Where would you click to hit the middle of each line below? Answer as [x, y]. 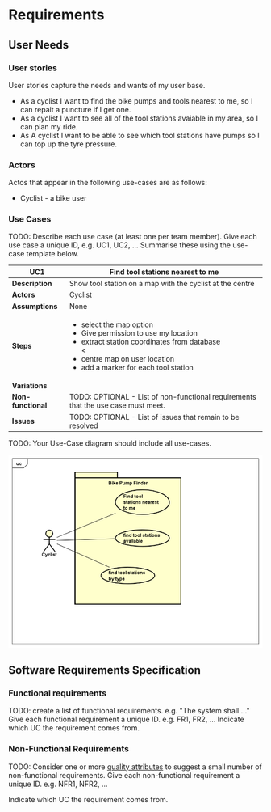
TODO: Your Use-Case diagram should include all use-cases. [110, 443]
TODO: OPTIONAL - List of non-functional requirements [163, 397]
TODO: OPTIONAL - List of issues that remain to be [154, 417]
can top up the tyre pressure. [69, 144]
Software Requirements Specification [105, 670]
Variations [29, 386]
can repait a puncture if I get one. [75, 109]
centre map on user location [128, 358]
